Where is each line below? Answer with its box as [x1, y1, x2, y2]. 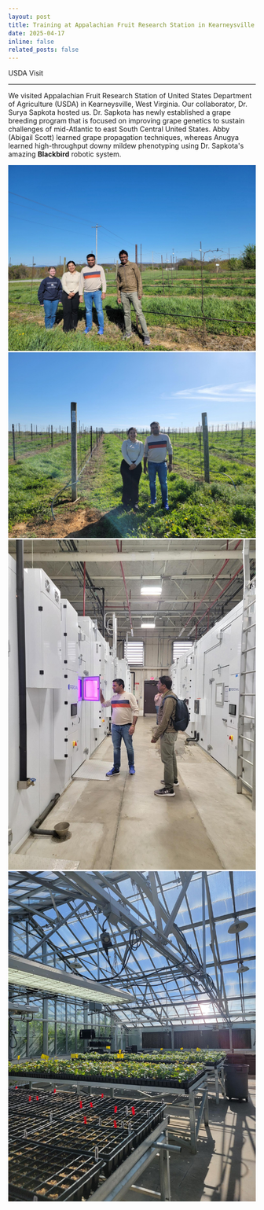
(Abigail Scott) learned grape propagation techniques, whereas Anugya [8, 133, 240, 142]
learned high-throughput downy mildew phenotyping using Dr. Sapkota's [8, 142, 244, 151]
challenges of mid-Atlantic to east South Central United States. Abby [8, 124, 230, 134]
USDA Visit [8, 68, 44, 78]
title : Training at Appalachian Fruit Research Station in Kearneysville [8, 20, 255, 29]
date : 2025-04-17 [8, 29, 65, 37]
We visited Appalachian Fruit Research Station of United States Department [8, 91, 252, 101]
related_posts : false [8, 46, 79, 54]
